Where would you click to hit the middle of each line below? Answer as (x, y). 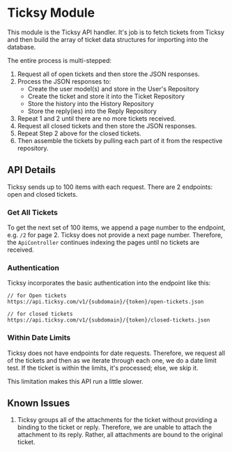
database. (22, 47)
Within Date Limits (39, 338)
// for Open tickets (37, 296)
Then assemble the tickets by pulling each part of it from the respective (120, 140)
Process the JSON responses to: (64, 81)
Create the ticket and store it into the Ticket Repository (106, 96)
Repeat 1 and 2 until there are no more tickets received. (96, 118)
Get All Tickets (32, 212)
